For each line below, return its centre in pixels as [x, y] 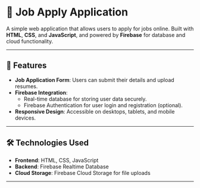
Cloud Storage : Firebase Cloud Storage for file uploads [82, 173]
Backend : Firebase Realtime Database [62, 167]
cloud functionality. [30, 41]
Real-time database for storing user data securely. [85, 99]
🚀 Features [26, 66]
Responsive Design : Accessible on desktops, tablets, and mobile [95, 111]
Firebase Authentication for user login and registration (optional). [103, 105]
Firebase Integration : [41, 92]
